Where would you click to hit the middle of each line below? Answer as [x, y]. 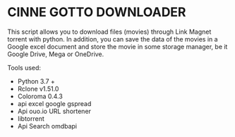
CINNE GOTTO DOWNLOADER [97, 12]
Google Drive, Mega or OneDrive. [56, 54]
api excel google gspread [54, 103]
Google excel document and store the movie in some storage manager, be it [117, 46]
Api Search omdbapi [47, 126]
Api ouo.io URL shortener [54, 111]
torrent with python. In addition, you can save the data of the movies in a [113, 39]
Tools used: [24, 67]
